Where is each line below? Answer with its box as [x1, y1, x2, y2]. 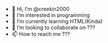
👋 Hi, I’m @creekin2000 [11, 6, 70, 12]
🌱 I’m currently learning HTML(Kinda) [11, 18, 103, 24]
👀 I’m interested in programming [11, 12, 90, 19]
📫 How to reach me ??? [11, 31, 70, 37]
